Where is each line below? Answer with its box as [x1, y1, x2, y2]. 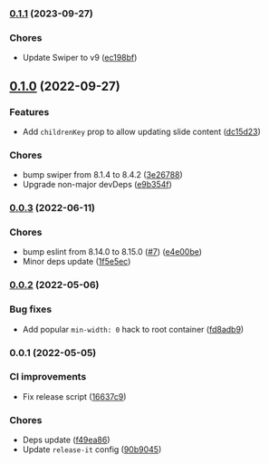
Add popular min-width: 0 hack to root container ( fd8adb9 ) [22, 324, 245, 334]
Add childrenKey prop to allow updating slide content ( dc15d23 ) [22, 126, 261, 137]
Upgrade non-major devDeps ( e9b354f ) [22, 179, 172, 190]
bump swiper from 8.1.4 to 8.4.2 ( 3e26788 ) [22, 169, 183, 180]
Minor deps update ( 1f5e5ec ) [22, 256, 131, 267]
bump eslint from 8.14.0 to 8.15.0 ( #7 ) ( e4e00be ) [22, 246, 202, 257]
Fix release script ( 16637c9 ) [22, 391, 127, 401]
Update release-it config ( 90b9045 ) [22, 444, 162, 455]
